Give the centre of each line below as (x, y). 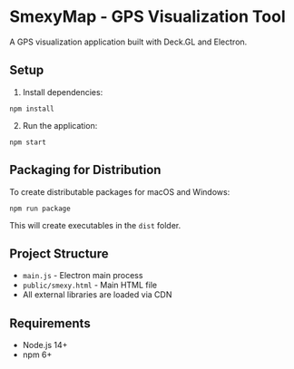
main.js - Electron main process (83, 276)
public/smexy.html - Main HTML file (89, 285)
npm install (32, 109)
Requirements (50, 323)
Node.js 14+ (45, 345)
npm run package (40, 209)
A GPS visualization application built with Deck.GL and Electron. (128, 42)
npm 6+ (37, 354)
